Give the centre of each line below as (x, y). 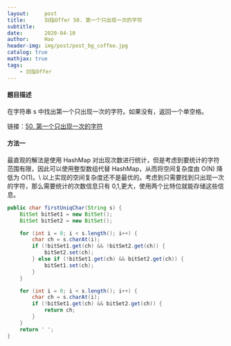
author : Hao (30, 40)
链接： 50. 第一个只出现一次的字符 (55, 126)
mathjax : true (28, 59)
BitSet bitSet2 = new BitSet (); (66, 220)
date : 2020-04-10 (41, 33)
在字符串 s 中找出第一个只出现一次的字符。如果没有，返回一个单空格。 (108, 111)
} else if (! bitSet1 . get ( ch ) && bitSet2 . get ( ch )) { (108, 259)
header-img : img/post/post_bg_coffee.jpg (68, 46)
